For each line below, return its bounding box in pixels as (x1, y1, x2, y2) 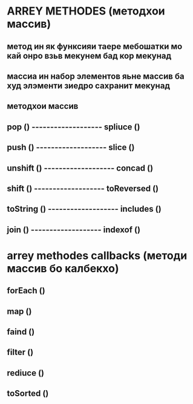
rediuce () (7, 368, 45, 378)
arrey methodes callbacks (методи (7, 249, 188, 262)
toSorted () (7, 388, 49, 399)
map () (7, 306, 32, 316)
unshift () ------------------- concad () (7, 163, 154, 173)
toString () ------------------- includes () (7, 204, 162, 214)
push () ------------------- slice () (7, 142, 135, 152)
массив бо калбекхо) (7, 261, 119, 275)
